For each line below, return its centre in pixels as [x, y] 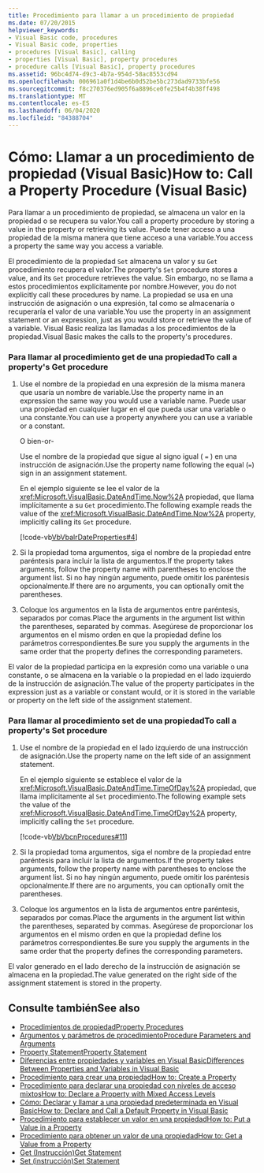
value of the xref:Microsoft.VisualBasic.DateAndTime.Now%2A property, [138, 514]
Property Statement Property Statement [83, 1052]
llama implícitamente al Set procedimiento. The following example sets [133, 796]
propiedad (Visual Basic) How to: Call [131, 174]
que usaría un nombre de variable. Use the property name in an [122, 393]
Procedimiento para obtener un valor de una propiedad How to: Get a [131, 1136]
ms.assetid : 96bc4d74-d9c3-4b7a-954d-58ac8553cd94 [93, 74]
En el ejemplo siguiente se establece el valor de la [101, 780]
